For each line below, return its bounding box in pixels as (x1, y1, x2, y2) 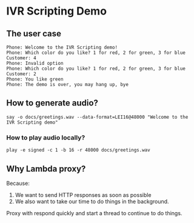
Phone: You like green (6, 76, 64, 82)
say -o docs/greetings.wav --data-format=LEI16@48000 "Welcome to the (6, 114, 189, 120)
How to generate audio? (6, 98, 99, 108)
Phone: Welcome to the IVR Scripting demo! (6, 44, 118, 50)
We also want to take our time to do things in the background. (15, 198, 169, 205)
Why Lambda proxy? (6, 164, 86, 174)
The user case (6, 28, 62, 39)
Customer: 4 (6, 55, 36, 61)
